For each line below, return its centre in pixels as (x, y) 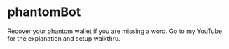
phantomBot (44, 12)
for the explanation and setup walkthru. (64, 38)
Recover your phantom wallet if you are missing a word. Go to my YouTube (115, 31)
